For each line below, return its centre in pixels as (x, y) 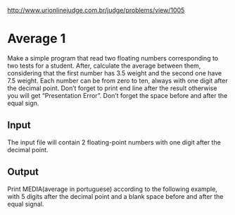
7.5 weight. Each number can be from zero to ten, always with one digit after (118, 80)
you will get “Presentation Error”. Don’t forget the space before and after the (118, 95)
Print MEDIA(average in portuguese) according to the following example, (113, 189)
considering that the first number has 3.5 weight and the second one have (115, 73)
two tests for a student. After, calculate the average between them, (104, 66)
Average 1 (37, 39)
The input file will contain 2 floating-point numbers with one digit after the (114, 142)
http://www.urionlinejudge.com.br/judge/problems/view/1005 (96, 10)
